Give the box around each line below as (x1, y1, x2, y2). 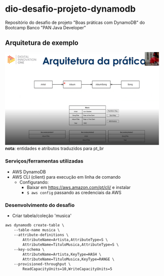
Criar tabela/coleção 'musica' (12, 213, 72, 219)
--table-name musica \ (14, 227, 60, 232)
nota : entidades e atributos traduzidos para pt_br (5, 146, 104, 151)
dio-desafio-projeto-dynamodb (5, 3, 136, 15)
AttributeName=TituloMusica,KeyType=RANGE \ (22, 257, 115, 261)
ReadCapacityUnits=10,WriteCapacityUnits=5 (22, 266, 112, 271)
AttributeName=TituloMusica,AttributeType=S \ (22, 242, 119, 247)
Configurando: (19, 179, 49, 185)
